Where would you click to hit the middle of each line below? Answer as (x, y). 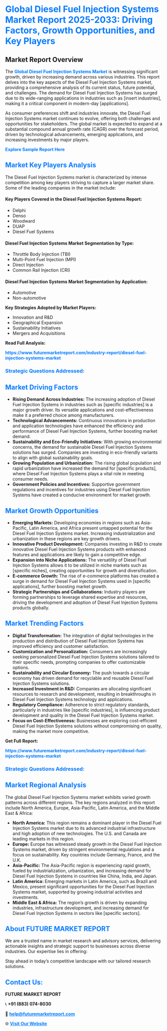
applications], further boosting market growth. (60, 586)
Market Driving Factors (42, 387)
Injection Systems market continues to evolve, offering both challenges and (83, 118)
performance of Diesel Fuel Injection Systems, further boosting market (85, 431)
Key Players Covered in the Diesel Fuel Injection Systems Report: (74, 199)
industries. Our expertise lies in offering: (46, 951)
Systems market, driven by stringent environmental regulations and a (83, 849)
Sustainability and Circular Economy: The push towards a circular (81, 673)
